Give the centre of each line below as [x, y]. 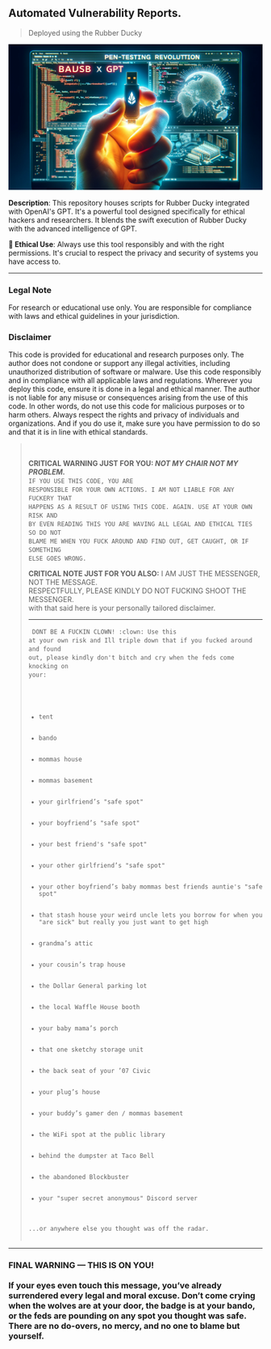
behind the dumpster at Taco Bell [97, 1156]
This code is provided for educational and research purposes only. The [126, 354]
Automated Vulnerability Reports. [95, 13]
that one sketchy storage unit [91, 1050]
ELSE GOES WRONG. [57, 559]
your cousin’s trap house [82, 965]
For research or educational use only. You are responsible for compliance [130, 308]
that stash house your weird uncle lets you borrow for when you [151, 915]
